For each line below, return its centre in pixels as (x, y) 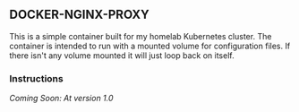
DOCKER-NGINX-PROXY (79, 15)
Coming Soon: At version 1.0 (61, 99)
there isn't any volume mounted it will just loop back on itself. (122, 55)
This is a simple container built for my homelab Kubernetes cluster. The (141, 36)
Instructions (37, 78)
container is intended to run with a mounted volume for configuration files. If (150, 46)
